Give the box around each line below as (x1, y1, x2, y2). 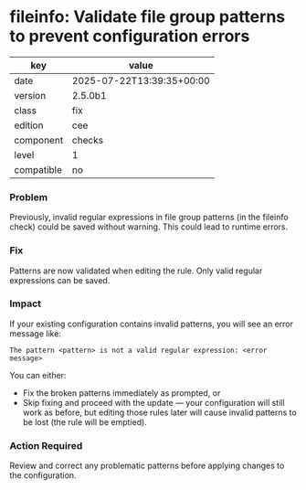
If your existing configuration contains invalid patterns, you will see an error (9, 318, 294, 329)
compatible (14, 163, 62, 176)
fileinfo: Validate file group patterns (9, 6, 286, 27)
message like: (9, 327, 62, 339)
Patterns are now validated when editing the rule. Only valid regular (9, 265, 263, 276)
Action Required (9, 439, 83, 452)
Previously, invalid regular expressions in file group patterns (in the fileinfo (9, 212, 290, 223)
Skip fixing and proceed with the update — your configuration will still (22, 397, 285, 408)
